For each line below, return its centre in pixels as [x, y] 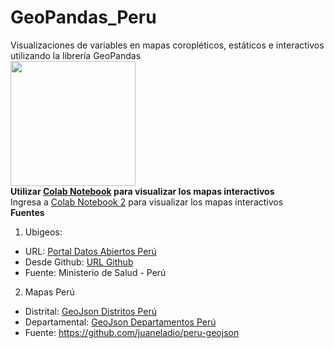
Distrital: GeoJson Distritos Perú [90, 311]
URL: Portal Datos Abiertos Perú [90, 251]
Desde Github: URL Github [79, 262]
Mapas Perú [49, 292]
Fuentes [27, 212]
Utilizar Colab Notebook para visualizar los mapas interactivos [142, 191]
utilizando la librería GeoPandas [76, 55]
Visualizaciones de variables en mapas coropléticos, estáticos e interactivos [167, 45]
